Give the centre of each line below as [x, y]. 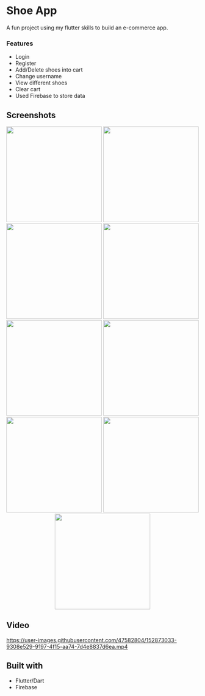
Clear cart [28, 89]
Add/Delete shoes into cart [49, 70]
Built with [25, 666]
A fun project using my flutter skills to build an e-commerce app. [87, 28]
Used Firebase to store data [50, 96]
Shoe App [32, 11]
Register [26, 63]
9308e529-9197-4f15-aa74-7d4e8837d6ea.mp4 [67, 646]
